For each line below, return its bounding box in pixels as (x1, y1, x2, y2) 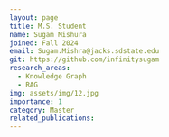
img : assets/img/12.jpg (9, 88, 99, 97)
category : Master (9, 105, 75, 114)
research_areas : (9, 64, 70, 73)
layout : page (9, 13, 59, 23)
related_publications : (9, 114, 95, 123)
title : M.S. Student (9, 22, 88, 31)
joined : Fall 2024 (9, 38, 79, 48)
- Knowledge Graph (17, 72, 88, 81)
